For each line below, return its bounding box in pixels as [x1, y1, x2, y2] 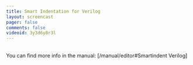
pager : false [6, 19, 38, 25]
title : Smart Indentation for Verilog [6, 8, 101, 15]
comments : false [6, 24, 46, 31]
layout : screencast [6, 14, 54, 20]
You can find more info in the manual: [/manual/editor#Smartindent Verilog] [6, 52, 188, 59]
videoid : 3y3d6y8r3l [6, 30, 57, 36]
